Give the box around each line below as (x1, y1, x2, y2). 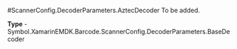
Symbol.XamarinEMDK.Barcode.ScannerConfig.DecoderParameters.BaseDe (7, 28, 231, 36)
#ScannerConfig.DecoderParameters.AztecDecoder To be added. (7, 6, 200, 14)
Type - (7, 20, 28, 28)
